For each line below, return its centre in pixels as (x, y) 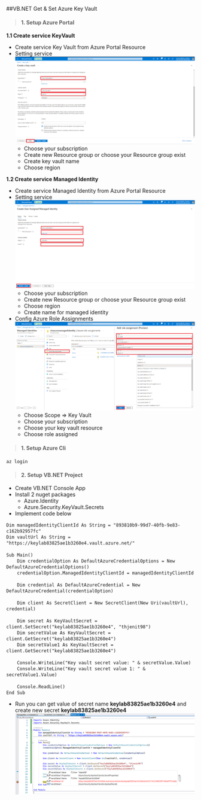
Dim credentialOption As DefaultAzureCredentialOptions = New (96, 561)
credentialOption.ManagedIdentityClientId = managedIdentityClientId (106, 573)
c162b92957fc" (24, 531)
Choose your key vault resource (63, 428)
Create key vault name (51, 162)
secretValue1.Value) (32, 675)
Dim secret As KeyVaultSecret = (57, 621)
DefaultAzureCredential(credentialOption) (60, 591)
